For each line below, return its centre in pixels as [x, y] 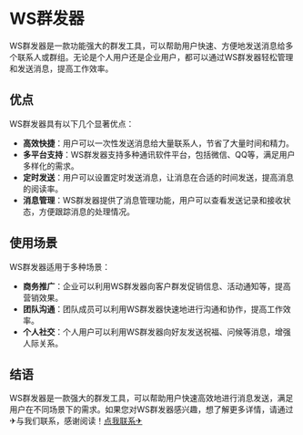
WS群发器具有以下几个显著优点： [72, 123]
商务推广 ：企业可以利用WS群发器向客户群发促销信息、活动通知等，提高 [157, 286]
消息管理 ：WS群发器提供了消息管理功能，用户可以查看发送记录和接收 [153, 200]
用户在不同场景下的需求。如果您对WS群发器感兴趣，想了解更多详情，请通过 [151, 409]
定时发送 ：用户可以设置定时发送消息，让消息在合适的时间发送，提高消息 [158, 177]
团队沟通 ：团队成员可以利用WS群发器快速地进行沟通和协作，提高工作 [153, 309]
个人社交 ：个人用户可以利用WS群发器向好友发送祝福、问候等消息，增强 [157, 331]
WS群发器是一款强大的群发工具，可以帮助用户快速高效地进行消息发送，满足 [151, 399]
